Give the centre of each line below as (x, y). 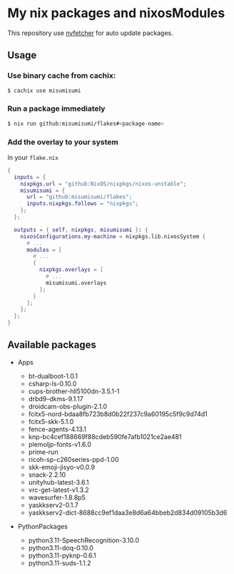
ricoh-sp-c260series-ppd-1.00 (73, 459)
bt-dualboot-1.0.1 (53, 376)
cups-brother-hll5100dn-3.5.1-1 (74, 391)
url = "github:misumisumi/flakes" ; (79, 197)
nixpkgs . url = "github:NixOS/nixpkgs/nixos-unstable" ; (103, 183)
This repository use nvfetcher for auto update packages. (90, 33)
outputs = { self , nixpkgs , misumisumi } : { (81, 230)
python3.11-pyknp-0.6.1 (62, 555)
